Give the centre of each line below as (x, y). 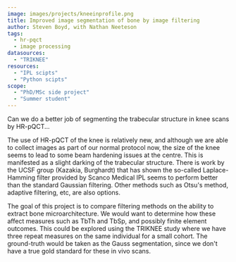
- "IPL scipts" (36, 73)
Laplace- (216, 170)
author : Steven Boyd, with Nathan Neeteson (72, 27)
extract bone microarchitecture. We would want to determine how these (112, 213)
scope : (17, 86)
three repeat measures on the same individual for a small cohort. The (107, 236)
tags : (15, 33)
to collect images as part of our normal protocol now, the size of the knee (114, 148)
